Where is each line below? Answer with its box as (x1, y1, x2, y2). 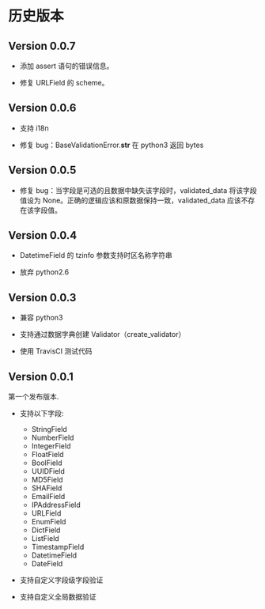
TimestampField (31, 543, 85, 552)
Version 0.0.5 (8, 164, 77, 177)
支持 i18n (19, 123, 49, 133)
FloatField (31, 450, 65, 460)
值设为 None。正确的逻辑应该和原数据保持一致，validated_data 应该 (19, 195, 241, 205)
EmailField (31, 492, 66, 501)
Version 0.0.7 (8, 39, 77, 52)
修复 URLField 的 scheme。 (19, 78, 109, 87)
